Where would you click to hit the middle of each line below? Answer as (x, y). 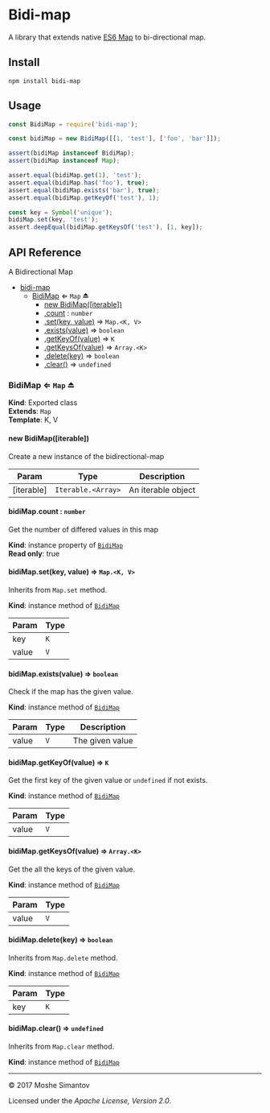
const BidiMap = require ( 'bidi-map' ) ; (73, 124)
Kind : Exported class (43, 403)
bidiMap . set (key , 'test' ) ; (53, 220)
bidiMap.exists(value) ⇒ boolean (63, 673)
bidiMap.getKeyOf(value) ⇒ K (59, 762)
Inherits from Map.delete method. (63, 958)
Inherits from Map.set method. (58, 590)
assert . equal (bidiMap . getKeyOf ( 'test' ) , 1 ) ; (84, 198)
